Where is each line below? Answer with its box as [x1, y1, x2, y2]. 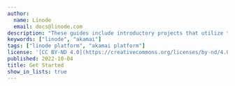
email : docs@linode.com [13, 23, 83, 30]
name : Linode [13, 17, 52, 24]
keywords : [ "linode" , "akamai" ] [7, 36, 101, 43]
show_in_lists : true [7, 68, 68, 75]
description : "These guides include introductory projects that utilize [7, 29, 224, 37]
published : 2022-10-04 [7, 55, 73, 62]
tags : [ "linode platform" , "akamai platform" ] [7, 42, 145, 49]
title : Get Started [7, 62, 64, 69]
